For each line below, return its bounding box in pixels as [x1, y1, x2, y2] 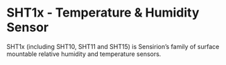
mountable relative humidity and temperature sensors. [6, 50, 162, 58]
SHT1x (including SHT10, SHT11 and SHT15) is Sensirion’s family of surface [6, 42, 220, 50]
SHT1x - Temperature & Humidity [6, 5, 200, 21]
